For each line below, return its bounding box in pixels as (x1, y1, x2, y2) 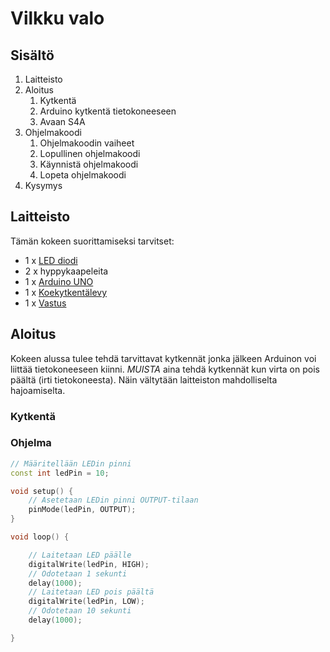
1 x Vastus (24, 297, 67, 309)
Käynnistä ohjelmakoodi (39, 158, 139, 170)
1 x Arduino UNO (24, 275, 94, 287)
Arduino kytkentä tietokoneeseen (39, 105, 177, 117)
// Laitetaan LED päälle (28, 550, 132, 560)
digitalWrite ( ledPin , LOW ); (28, 597, 145, 607)
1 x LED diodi (24, 254, 78, 266)
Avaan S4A (39, 116, 86, 127)
